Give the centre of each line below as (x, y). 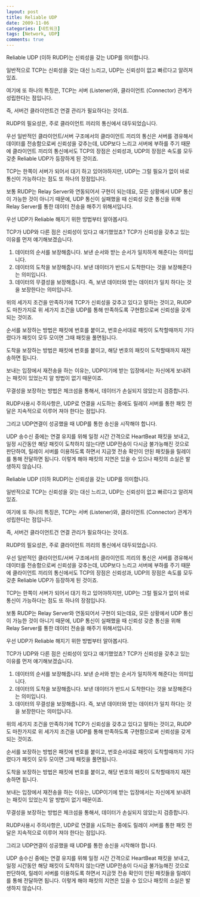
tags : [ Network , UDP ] (33, 34)
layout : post (22, 12)
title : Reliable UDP (32, 17)
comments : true (25, 40)
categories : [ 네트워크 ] (33, 28)
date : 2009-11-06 (28, 23)
